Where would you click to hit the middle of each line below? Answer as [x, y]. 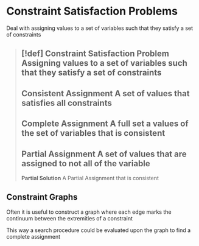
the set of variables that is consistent [93, 133]
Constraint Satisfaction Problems [92, 11]
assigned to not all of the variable [86, 163]
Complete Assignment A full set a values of [105, 124]
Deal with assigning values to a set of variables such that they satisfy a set [100, 28]
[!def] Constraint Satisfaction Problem [95, 54]
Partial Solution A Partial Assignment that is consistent [90, 178]
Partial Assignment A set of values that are [104, 154]
